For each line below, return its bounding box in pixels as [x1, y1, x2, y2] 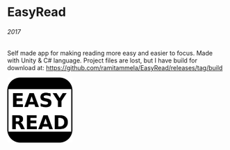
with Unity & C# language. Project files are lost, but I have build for [7, 56, 198, 65]
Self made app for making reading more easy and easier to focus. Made [7, 49, 213, 58]
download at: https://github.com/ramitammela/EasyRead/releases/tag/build [7, 64, 223, 72]
